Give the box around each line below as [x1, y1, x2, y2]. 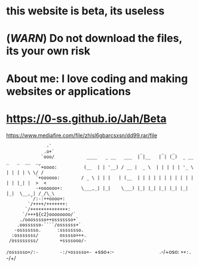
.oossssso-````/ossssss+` [17, 222, 82, 228]
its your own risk [6, 44, 91, 58]
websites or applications [6, 84, 131, 98]
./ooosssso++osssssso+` [19, 217, 79, 223]
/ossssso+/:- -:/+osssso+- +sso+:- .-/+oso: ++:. [6, 248, 192, 255]
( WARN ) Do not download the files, [6, 32, 182, 45]
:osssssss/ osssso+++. [11, 232, 87, 238]
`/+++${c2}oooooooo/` [22, 211, 76, 217]
